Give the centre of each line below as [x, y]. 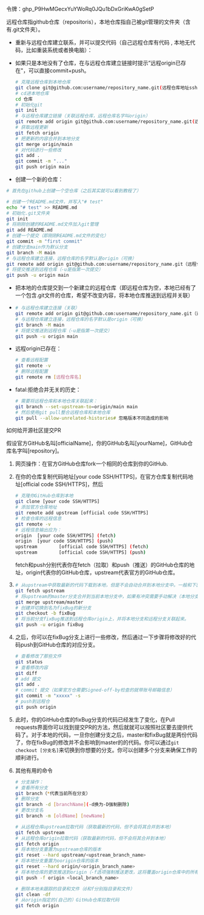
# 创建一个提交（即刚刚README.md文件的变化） [57, 236]
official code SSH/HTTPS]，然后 [63, 484]
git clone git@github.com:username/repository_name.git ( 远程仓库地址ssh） [108, 88]
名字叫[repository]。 [37, 451]
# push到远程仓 [32, 701]
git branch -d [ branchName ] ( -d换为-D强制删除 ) [72, 805]
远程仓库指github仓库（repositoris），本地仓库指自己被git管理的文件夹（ [96, 22]
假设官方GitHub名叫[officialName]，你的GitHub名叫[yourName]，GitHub [97, 444]
